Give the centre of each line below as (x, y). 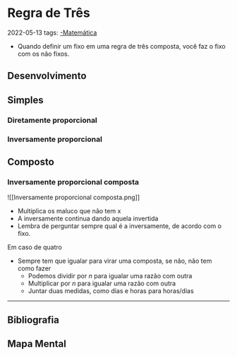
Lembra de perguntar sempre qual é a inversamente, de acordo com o (120, 226)
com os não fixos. (43, 54)
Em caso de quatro (35, 247)
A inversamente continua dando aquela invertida (88, 219)
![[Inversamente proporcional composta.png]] (74, 197)
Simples (25, 100)
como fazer (34, 268)
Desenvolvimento (47, 76)
